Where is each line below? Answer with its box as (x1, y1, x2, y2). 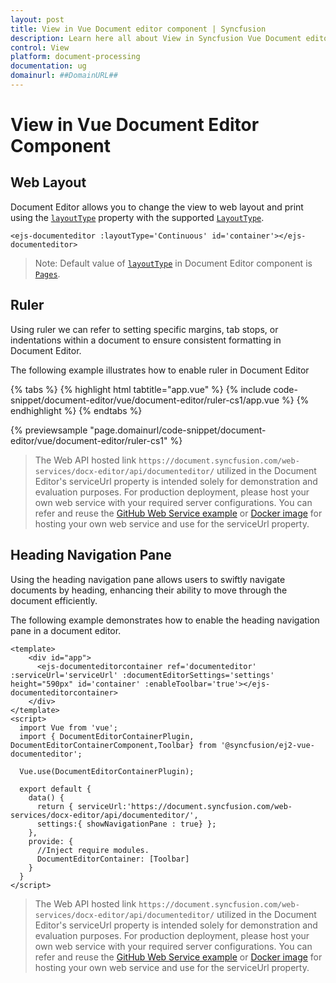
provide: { (28, 836, 74, 846)
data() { (28, 792, 65, 803)
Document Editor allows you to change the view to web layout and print (10, 201, 304, 213)
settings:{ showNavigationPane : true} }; (36, 819, 217, 829)
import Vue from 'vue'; (19, 722, 118, 733)
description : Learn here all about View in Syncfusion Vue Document (10, 33, 302, 43)
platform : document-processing (10, 52, 141, 62)
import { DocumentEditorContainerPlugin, (19, 731, 195, 741)
